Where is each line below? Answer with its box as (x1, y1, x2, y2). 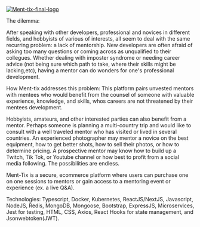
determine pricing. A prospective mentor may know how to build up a (6, 147, 177, 154)
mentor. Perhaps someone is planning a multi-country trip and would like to (6, 122, 192, 128)
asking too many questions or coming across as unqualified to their (6, 48, 172, 55)
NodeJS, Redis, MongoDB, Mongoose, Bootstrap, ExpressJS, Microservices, (6, 202, 195, 209)
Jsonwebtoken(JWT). (6, 215, 60, 222)
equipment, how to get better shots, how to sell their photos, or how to (6, 141, 180, 148)
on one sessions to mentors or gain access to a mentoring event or (6, 178, 171, 185)
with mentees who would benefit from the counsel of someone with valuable (6, 91, 195, 98)
